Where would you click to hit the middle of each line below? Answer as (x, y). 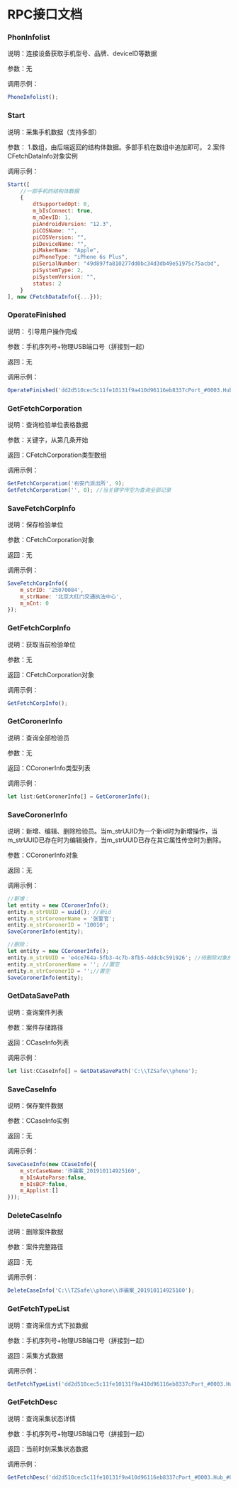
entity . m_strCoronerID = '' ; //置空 (59, 971)
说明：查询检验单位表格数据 (48, 424)
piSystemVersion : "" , (65, 277)
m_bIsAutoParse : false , (53, 1177)
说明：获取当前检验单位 (41, 645)
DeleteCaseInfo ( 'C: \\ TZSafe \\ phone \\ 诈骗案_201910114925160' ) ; (101, 1290)
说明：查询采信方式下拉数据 (48, 1325)
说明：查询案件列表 (35, 1012)
